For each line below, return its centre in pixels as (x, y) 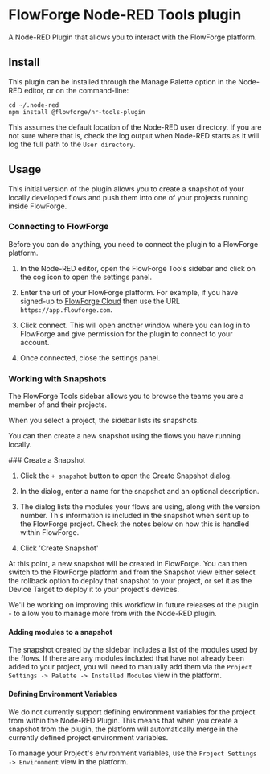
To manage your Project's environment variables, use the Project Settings (133, 753)
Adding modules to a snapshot (60, 632)
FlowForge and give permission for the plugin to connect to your (126, 333)
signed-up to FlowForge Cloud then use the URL (100, 301)
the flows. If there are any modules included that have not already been (127, 658)
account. (35, 342)
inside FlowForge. (38, 206)
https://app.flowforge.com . (66, 309)
